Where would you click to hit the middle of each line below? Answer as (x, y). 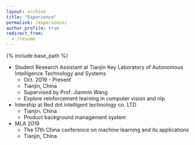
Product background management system (75, 117)
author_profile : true (33, 28)
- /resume (23, 39)
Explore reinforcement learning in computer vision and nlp (94, 98)
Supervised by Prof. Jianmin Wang (66, 92)
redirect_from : (25, 34)
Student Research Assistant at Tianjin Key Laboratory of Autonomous (99, 67)
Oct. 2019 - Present (47, 80)
